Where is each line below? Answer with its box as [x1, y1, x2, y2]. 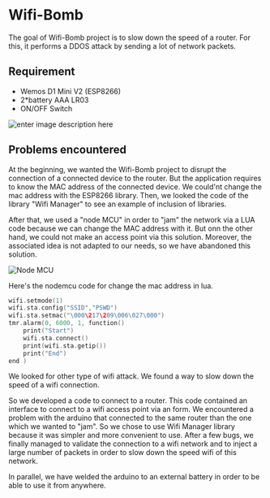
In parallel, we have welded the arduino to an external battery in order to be [8, 472, 260, 482]
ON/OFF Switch [19, 103, 73, 113]
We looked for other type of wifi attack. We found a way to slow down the [8, 371, 254, 381]
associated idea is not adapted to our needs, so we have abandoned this [8, 240, 251, 250]
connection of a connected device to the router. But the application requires [8, 173, 262, 183]
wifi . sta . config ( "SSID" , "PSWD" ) [8, 304, 118, 312]
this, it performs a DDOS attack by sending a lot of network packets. [8, 41, 237, 50]
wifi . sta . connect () [23, 334, 89, 342]
